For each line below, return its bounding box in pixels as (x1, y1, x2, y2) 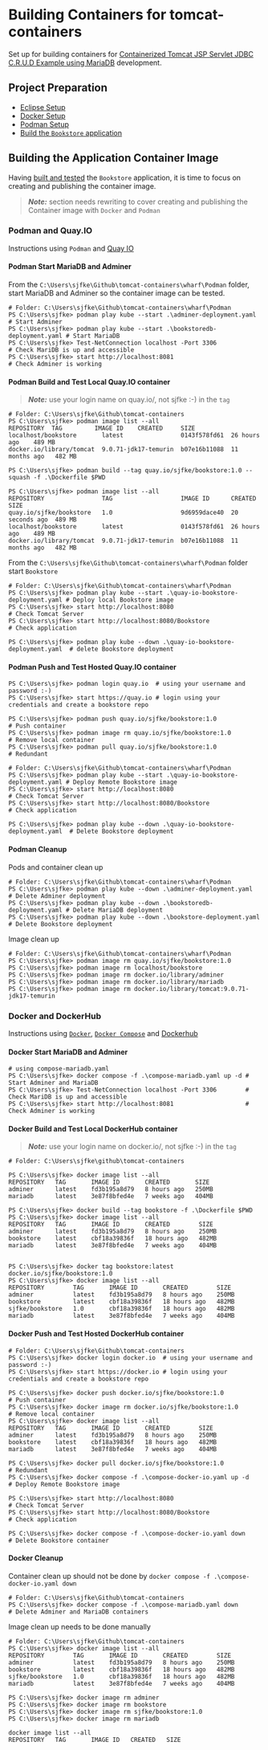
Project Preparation (8, 81, 108, 95)
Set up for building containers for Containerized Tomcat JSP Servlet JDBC (8, 49, 254, 59)
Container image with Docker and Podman (27, 205, 160, 214)
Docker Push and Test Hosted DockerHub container (8, 1328, 185, 1338)
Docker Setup (19, 111, 66, 120)
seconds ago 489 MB (8, 516, 78, 524)
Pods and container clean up (8, 862, 104, 872)
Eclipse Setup (19, 102, 66, 112)
